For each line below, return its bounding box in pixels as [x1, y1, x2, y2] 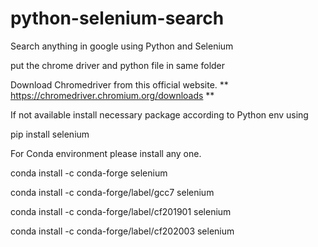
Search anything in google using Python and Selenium [10, 40, 234, 52]
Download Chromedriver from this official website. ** [10, 78, 229, 91]
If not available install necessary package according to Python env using [10, 108, 309, 121]
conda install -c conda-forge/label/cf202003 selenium [10, 225, 235, 237]
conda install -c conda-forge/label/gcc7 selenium [10, 186, 215, 198]
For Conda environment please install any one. [10, 147, 202, 159]
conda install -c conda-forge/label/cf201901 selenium [10, 205, 232, 217]
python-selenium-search [10, 7, 225, 30]
